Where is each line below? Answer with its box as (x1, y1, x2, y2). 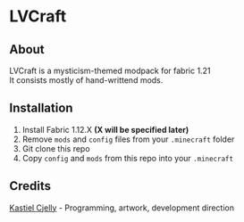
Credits (9, 178, 52, 193)
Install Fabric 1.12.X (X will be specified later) (21, 124, 189, 135)
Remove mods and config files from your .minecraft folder (21, 134, 235, 144)
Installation (9, 101, 73, 116)
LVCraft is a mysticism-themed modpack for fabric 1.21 (9, 65, 211, 76)
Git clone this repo (21, 143, 91, 153)
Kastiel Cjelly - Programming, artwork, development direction (9, 202, 235, 213)
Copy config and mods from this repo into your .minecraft (21, 152, 234, 163)
